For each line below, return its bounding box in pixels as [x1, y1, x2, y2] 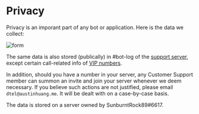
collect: [6, 30, 24, 37]
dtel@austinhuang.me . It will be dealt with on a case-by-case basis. [6, 90, 169, 97]
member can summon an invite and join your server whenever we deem [6, 77, 182, 84]
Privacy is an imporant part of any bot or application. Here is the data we [6, 24, 184, 31]
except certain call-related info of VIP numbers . [6, 59, 122, 66]
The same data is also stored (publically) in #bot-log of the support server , [6, 53, 189, 60]
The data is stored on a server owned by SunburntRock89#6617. [6, 101, 164, 108]
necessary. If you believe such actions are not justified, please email [6, 83, 173, 90]
